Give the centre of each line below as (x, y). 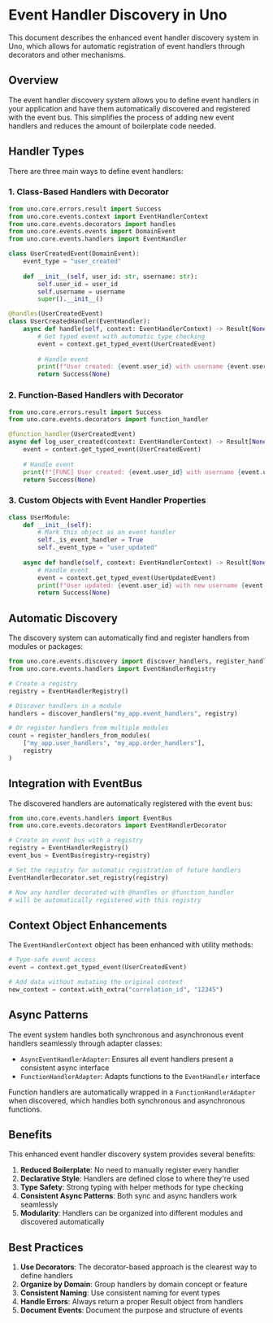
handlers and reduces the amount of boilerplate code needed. (113, 126)
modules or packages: (46, 646)
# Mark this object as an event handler (107, 533)
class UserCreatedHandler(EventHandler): (80, 322)
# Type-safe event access (52, 960)
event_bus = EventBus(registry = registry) (80, 855)
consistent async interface (65, 1068)
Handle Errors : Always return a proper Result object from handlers (132, 1302)
